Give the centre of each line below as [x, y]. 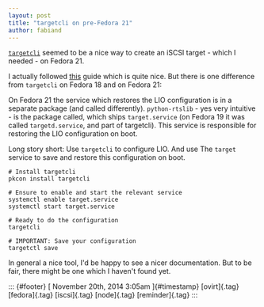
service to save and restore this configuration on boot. [97, 157]
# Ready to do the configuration [63, 221]
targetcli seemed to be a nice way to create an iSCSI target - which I [122, 53]
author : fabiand [35, 30]
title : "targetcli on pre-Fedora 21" [71, 23]
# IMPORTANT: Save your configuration [72, 241]
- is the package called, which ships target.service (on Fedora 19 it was [127, 117]
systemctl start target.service [61, 207]
